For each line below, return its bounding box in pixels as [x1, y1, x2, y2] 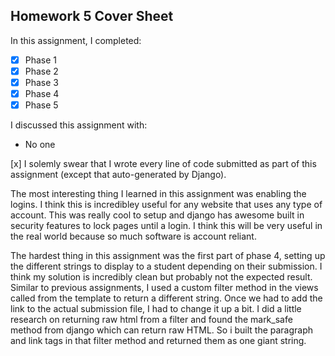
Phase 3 [24, 76, 59, 88]
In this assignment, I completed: [10, 34, 142, 46]
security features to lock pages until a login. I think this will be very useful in [10, 220, 323, 232]
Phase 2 [24, 65, 59, 77]
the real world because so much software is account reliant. [10, 230, 257, 243]
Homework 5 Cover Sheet [10, 8, 174, 25]
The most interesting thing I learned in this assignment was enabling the [10, 188, 307, 200]
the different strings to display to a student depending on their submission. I [10, 260, 323, 273]
